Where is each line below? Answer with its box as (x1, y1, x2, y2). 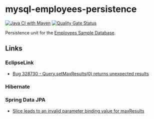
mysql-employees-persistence (5, 3, 137, 15)
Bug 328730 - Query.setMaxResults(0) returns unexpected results (12, 70, 149, 76)
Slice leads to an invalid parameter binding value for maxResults (12, 107, 144, 113)
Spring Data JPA (5, 96, 46, 103)
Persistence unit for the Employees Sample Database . (5, 29, 116, 35)
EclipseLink (5, 59, 34, 66)
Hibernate (5, 83, 30, 90)
